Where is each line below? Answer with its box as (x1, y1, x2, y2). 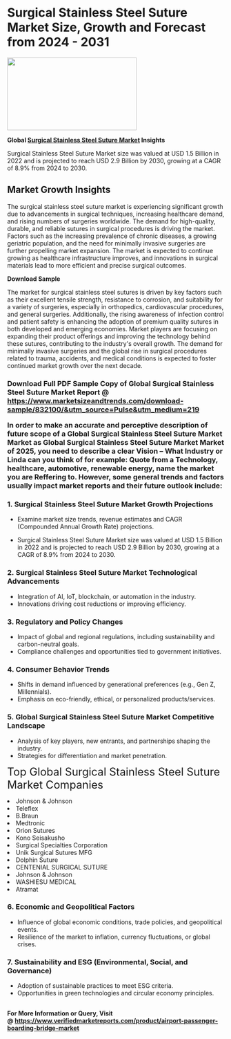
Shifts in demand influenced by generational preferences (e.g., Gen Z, (17, 680, 216, 689)
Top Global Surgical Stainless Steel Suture (7, 764, 221, 779)
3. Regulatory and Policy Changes (7, 617, 123, 627)
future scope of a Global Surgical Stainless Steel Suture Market (7, 429, 223, 439)
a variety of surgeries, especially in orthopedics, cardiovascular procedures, (7, 302, 224, 311)
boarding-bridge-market (7, 1024, 79, 1032)
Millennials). (17, 688, 52, 696)
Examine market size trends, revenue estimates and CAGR (17, 515, 183, 524)
